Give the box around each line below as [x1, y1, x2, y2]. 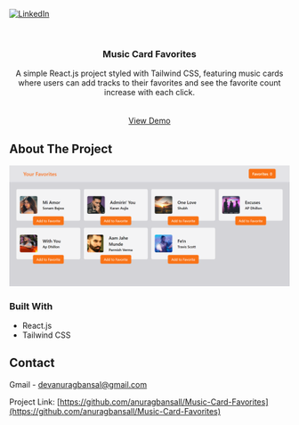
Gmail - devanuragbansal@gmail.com [9, 379, 148, 389]
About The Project [9, 141, 113, 156]
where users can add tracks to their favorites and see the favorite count [18, 78, 281, 88]
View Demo [128, 116, 171, 127]
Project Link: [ [9, 396, 61, 407]
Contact [9, 356, 55, 371]
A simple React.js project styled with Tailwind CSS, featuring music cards [15, 68, 284, 79]
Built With [9, 299, 53, 312]
